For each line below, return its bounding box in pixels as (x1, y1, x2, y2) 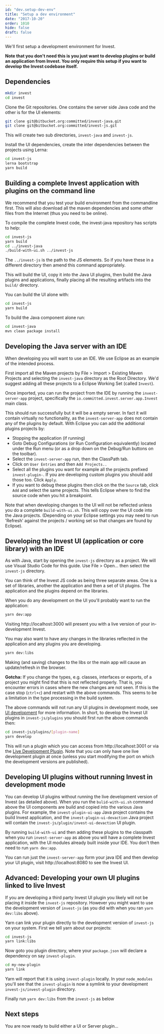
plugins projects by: (5, 425, 45, 431)
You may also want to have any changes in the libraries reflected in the (5, 636, 148, 642)
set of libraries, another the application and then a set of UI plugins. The (5, 583, 150, 589)
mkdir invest (5, 90, 32, 96)
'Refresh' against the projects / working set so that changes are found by (5, 517, 153, 523)
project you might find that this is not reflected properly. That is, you (5, 679, 143, 685)
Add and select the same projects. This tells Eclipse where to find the (12, 487, 150, 493)
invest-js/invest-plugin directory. (5, 986, 76, 992)
